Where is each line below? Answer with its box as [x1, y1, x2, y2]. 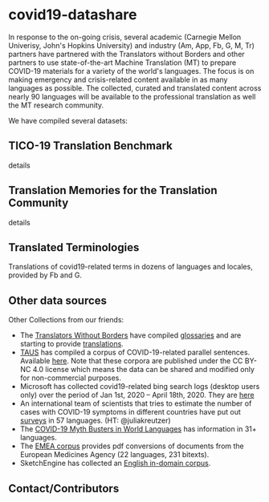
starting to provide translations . [19, 339, 124, 349]
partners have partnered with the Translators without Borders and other [8, 49, 245, 59]
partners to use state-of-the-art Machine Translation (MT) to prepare [8, 58, 237, 67]
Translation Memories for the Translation [8, 184, 218, 197]
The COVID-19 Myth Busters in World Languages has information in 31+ [19, 424, 257, 434]
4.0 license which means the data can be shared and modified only [32, 365, 255, 374]
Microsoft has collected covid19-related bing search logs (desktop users [19, 382, 260, 391]
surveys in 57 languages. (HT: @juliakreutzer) [19, 415, 171, 426]
